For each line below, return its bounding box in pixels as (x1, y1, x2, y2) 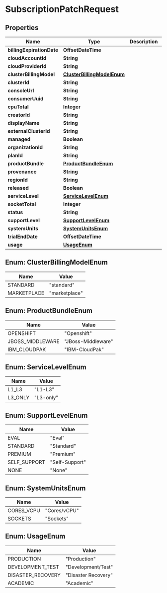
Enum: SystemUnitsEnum (5, 484, 86, 492)
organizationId (7, 144, 43, 151)
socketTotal (7, 201, 36, 208)
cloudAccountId (7, 55, 47, 61)
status (7, 209, 23, 216)
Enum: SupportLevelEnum (5, 411, 88, 420)
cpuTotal (7, 103, 29, 110)
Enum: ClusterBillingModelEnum (5, 258, 108, 267)
